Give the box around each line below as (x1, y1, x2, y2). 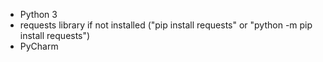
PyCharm (19, 40, 59, 52)
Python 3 (19, 9, 58, 20)
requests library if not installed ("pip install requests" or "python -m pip (19, 19, 313, 31)
